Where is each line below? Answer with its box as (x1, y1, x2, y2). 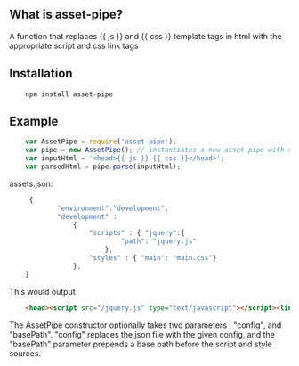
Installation (9, 66, 73, 81)
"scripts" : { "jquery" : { (88, 229, 185, 238)
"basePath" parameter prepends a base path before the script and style (9, 338, 273, 349)
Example (9, 114, 59, 129)
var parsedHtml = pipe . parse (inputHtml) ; (25, 162, 181, 172)
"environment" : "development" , (56, 204, 169, 213)
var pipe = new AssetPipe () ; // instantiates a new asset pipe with (25, 146, 285, 155)
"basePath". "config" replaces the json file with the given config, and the (9, 329, 276, 339)
